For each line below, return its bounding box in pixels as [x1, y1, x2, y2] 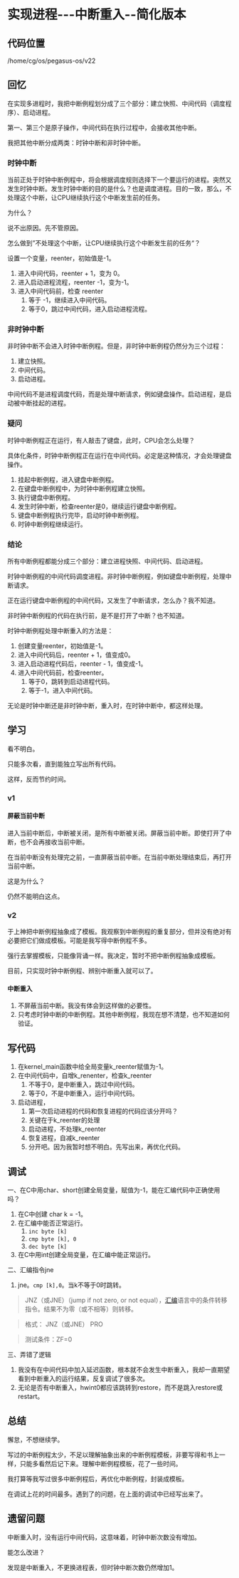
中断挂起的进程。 [19, 399, 70, 407]
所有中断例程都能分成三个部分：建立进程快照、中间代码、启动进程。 [7, 557, 207, 565]
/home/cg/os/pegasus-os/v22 [7, 56, 96, 65]
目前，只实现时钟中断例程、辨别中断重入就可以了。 [7, 967, 157, 975]
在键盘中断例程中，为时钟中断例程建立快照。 [17, 484, 149, 493]
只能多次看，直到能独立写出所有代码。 [7, 759, 119, 768]
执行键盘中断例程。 [17, 493, 75, 501]
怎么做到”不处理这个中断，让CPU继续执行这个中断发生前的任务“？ [7, 239, 201, 247]
